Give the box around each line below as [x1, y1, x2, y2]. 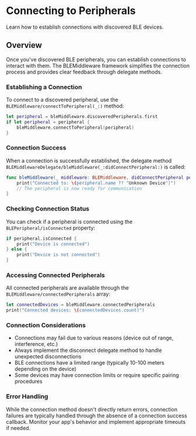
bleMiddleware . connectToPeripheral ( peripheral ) [16, 124, 134, 130]
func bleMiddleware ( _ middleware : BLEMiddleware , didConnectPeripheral [6, 174, 184, 181]
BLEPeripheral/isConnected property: [6, 224, 95, 231]
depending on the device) [14, 365, 77, 372]
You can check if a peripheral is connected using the [6, 218, 133, 225]
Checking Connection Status [6, 205, 89, 213]
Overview [6, 40, 43, 50]
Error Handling [6, 393, 48, 401]
